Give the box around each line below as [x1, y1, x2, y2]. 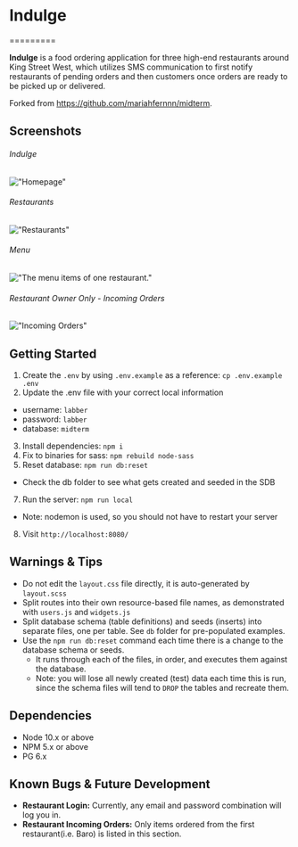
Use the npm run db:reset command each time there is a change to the [21, 635, 284, 646]
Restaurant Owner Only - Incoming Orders [9, 292, 165, 303]
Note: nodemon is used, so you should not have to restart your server [21, 511, 278, 522]
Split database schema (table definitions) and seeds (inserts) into [21, 616, 262, 627]
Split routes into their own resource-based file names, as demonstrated [21, 596, 285, 607]
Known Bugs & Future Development [9, 777, 211, 792]
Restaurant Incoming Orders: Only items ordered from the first [21, 819, 255, 830]
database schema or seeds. [21, 644, 125, 655]
